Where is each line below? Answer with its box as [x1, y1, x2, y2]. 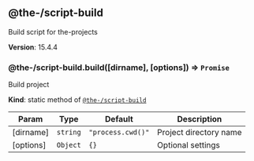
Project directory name [157, 127, 242, 138]
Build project [8, 80, 50, 90]
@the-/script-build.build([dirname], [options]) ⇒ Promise [8, 62, 230, 73]
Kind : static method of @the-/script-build [8, 95, 147, 104]
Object [56, 141, 81, 150]
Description [177, 114, 222, 125]
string [56, 128, 81, 137]
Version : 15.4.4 [8, 42, 58, 52]
